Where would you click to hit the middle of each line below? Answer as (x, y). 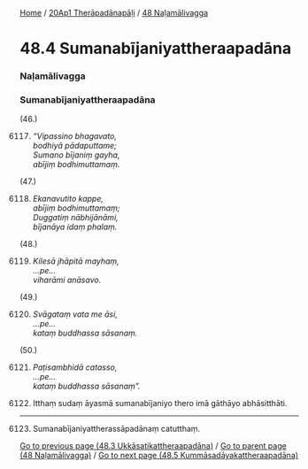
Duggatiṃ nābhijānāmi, (75, 218)
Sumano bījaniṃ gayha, (76, 155)
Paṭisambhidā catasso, (75, 367)
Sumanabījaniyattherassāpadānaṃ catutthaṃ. (116, 429)
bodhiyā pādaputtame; (74, 146)
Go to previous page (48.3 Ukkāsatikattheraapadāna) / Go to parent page (153, 446)
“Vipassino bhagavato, (75, 136)
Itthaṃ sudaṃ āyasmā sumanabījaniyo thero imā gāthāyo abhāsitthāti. (160, 404)
